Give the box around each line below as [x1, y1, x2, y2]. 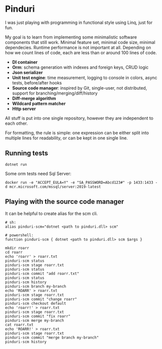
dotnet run [5, 162, 27, 167]
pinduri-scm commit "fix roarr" [5, 313, 71, 319]
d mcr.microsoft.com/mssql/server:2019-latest [5, 184, 101, 189]
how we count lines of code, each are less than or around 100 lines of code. [5, 50, 157, 56]
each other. [5, 120, 28, 126]
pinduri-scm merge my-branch [5, 318, 64, 323]
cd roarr [5, 250, 23, 254]
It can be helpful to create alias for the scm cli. [5, 211, 98, 216]
